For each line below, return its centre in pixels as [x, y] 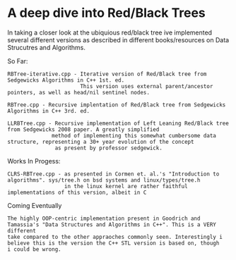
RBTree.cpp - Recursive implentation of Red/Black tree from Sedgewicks [117, 105]
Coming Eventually [35, 205]
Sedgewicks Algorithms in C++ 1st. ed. [66, 80]
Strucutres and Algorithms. [47, 47]
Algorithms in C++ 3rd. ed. [49, 111]
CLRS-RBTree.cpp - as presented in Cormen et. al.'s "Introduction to [113, 174]
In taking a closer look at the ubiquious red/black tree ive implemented [110, 32]
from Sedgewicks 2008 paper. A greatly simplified [83, 129]
